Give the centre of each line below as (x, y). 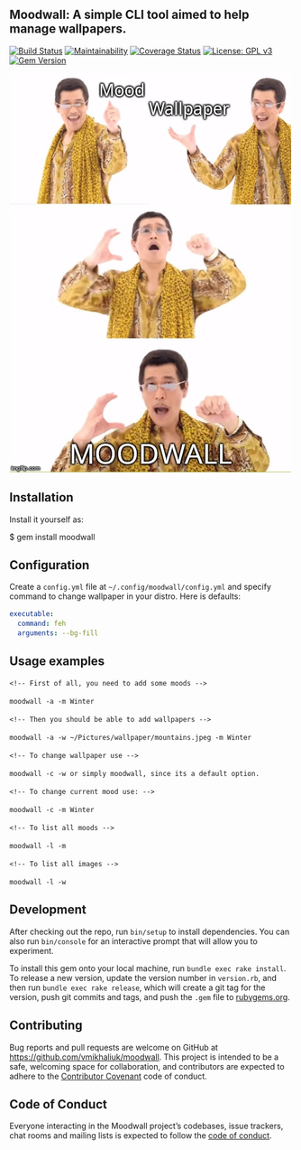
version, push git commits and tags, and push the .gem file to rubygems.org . (150, 996)
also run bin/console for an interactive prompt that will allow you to (134, 941)
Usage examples (57, 662)
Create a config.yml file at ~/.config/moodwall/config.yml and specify (141, 587)
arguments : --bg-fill (58, 633)
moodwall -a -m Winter (52, 701)
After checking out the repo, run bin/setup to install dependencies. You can (150, 931)
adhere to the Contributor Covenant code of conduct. (108, 1076)
